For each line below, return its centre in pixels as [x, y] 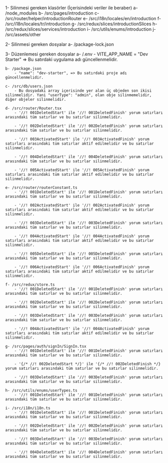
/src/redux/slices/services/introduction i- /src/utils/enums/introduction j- [80, 29]
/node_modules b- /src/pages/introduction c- [52, 13]
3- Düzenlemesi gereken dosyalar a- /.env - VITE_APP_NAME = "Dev [77, 54]
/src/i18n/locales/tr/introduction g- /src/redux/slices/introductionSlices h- [81, 24]
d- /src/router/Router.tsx [33, 108]
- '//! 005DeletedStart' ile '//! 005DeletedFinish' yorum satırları [89, 254]
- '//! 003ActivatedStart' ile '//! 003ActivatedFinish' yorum [82, 139]
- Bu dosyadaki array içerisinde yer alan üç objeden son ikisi [83, 91]
